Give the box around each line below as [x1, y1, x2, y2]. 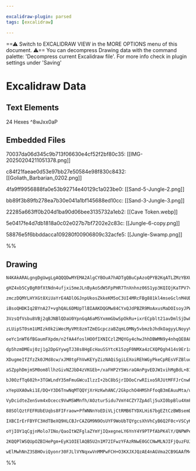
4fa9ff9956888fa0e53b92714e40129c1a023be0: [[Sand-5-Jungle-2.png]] [6, 185, 185, 193]
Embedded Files [6, 135, 66, 145]
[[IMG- [127, 150, 143, 158]
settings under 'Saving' [6, 59, 62, 66]
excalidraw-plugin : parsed [6, 13, 72, 19]
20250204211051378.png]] [6, 157, 71, 164]
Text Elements [6, 103, 60, 113]
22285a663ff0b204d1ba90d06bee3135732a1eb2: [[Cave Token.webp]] [6, 208, 178, 215]
